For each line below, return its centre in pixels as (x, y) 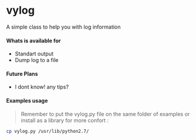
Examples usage (27, 100)
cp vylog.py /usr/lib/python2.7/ (48, 131)
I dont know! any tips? (42, 87)
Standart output (34, 54)
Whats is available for (34, 41)
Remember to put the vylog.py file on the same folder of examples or (105, 114)
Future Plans (22, 74)
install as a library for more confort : (65, 120)
